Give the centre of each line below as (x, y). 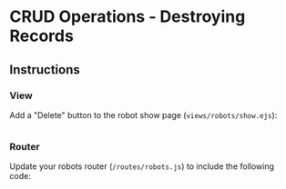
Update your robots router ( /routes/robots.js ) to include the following (142, 166)
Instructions (45, 70)
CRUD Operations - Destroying (128, 17)
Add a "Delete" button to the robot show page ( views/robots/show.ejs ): (143, 114)
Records (42, 36)
